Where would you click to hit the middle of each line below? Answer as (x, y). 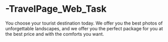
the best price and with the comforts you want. (55, 34)
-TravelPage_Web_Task (56, 9)
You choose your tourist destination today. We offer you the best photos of (84, 23)
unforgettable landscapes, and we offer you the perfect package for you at (84, 28)
